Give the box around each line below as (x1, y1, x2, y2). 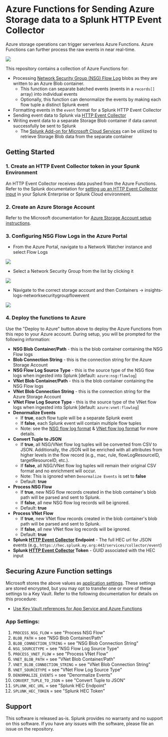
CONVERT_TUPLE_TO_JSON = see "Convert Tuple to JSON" (12, 677, 126, 683)
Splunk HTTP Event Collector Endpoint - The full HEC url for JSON (12, 537, 152, 543)
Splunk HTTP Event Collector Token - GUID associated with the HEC (12, 547, 156, 553)
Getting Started (5, 148, 55, 157)
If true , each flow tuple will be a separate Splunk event (20, 415, 133, 421)
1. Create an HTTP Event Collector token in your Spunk (5, 163, 140, 170)
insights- (144, 287, 163, 293)
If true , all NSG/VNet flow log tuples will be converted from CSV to (20, 441, 158, 447)
